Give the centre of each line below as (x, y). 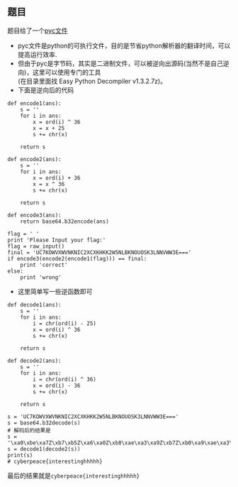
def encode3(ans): (34, 215)
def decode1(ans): (34, 305)
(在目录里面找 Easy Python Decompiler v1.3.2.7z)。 (92, 81)
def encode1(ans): (34, 103)
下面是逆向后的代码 (46, 89)
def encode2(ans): (34, 159)
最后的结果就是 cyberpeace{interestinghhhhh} (74, 475)
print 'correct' (44, 265)
